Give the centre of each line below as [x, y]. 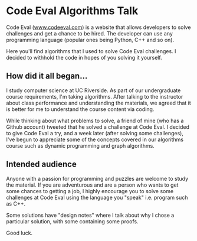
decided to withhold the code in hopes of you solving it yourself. [84, 57]
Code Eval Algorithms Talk [72, 11]
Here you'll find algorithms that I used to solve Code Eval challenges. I [91, 51]
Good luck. [19, 233]
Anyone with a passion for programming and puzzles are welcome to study [97, 178]
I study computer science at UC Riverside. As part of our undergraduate [93, 90]
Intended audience [41, 165]
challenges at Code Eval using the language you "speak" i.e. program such [97, 197]
